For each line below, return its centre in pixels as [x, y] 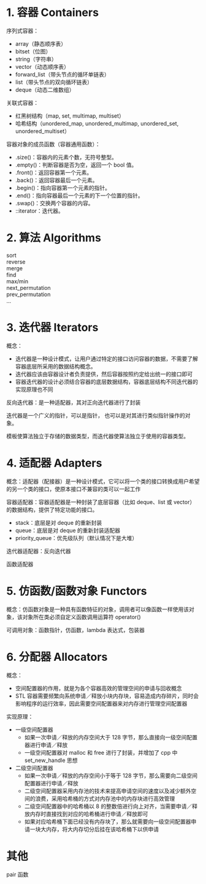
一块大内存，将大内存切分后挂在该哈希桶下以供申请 [94, 829]
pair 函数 [17, 874]
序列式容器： [22, 31]
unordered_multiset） [43, 131]
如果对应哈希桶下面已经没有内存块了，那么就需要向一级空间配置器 [108, 821]
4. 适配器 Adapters [54, 463]
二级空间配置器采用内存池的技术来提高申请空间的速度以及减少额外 [108, 791]
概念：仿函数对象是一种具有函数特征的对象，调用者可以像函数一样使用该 [97, 609]
